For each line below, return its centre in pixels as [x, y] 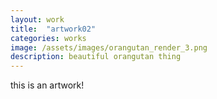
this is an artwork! [47, 85]
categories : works [48, 38]
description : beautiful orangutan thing [96, 57]
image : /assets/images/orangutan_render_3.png [109, 47]
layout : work [37, 19]
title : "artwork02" [53, 29]
